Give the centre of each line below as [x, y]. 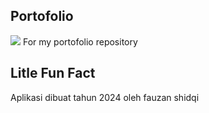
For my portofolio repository [80, 41]
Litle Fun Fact [53, 73]
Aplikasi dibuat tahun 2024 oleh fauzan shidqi [105, 97]
